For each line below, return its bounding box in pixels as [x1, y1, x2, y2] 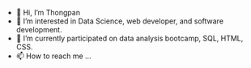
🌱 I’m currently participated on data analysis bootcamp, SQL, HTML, [15, 33, 244, 43]
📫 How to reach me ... [15, 51, 91, 61]
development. [15, 25, 62, 34]
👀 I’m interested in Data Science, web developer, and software [15, 16, 224, 26]
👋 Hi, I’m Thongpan [15, 8, 81, 17]
